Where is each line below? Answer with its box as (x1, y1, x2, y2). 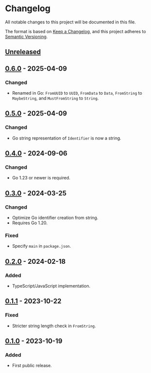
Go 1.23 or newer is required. (12, 175, 71, 181)
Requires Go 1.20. (12, 220, 48, 226)
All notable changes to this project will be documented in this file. (5, 19, 136, 25)
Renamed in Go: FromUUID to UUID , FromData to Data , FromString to (12, 90, 142, 96)
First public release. (12, 363, 52, 369)
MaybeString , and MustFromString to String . (12, 96, 99, 101)
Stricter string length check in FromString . (12, 323, 96, 329)
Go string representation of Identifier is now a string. (12, 135, 122, 141)
